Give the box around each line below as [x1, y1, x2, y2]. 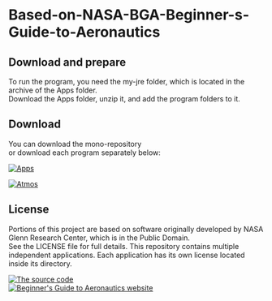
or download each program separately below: [8, 148, 161, 157]
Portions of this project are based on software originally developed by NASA [8, 224, 264, 234]
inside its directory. [8, 258, 73, 269]
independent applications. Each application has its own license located [8, 250, 245, 260]
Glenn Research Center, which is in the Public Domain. [8, 233, 191, 243]
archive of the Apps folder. [8, 85, 97, 95]
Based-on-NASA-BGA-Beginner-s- [8, 6, 250, 24]
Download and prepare [8, 55, 127, 69]
